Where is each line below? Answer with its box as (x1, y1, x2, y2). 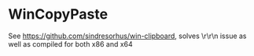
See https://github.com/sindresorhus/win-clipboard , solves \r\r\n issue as (8, 31, 247, 40)
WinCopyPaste (8, 5, 109, 23)
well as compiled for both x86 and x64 (8, 39, 134, 48)
